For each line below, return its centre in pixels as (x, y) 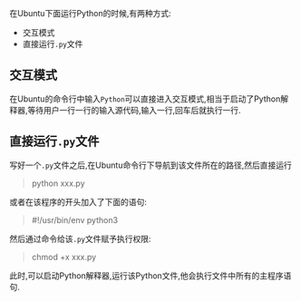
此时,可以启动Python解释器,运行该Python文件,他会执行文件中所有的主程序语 (150, 276)
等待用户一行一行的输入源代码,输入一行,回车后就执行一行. (135, 110)
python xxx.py (58, 183)
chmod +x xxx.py (64, 257)
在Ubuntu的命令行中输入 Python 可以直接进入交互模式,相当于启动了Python (145, 99)
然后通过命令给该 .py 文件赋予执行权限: (80, 238)
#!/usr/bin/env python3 (75, 219)
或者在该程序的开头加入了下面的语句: (78, 201)
